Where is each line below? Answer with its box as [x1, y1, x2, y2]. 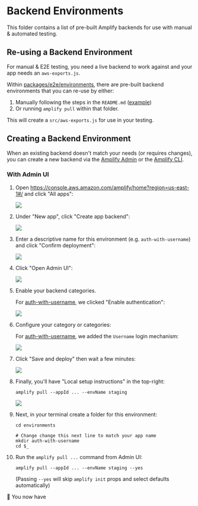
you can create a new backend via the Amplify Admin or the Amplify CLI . [7, 155, 184, 163]
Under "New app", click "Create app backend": [15, 212, 130, 220]
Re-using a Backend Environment [7, 47, 133, 58]
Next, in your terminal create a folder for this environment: [15, 410, 158, 418]
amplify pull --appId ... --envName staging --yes [15, 464, 143, 471]
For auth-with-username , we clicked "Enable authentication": [15, 298, 165, 305]
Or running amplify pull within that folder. [15, 105, 119, 112]
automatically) [15, 482, 50, 489]
